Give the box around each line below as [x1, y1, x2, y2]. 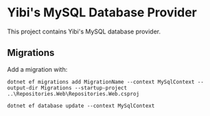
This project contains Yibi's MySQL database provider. [7, 27, 161, 35]
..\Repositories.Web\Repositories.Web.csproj [7, 90, 139, 97]
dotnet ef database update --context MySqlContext [7, 102, 155, 109]
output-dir [7, 84, 38, 91]
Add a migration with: [7, 65, 68, 73]
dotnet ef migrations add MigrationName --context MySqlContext [7, 78, 195, 85]
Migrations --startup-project [40, 84, 128, 91]
